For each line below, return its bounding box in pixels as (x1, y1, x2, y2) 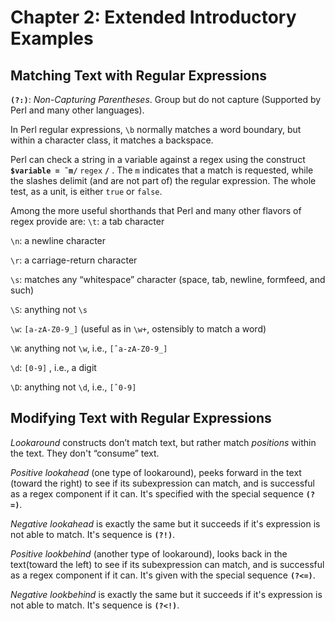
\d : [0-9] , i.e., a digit (10, 362, 97, 373)
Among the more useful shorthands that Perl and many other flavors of (10, 205, 302, 216)
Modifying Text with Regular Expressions (10, 410, 272, 427)
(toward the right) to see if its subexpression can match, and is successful (10, 477, 316, 489)
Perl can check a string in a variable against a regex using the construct (10, 154, 306, 165)
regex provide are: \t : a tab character (10, 216, 165, 227)
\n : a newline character (10, 235, 107, 246)
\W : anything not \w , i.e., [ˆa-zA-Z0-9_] (10, 342, 168, 354)
